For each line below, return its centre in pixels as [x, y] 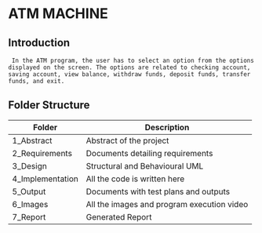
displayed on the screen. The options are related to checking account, [129, 67]
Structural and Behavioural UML [145, 166]
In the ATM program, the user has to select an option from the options [133, 60]
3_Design [29, 166]
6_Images [30, 204]
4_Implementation [45, 179]
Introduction [39, 43]
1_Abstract [32, 140]
